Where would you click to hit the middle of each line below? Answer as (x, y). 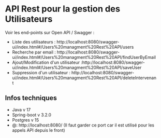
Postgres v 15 (25, 120)
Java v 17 (21, 110)
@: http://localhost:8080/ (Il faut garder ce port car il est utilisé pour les (83, 125)
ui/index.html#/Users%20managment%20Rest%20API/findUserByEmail (84, 57)
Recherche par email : (34, 52)
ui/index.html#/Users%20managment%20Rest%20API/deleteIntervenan (84, 78)
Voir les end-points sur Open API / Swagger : (50, 32)
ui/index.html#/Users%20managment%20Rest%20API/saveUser (77, 67)
